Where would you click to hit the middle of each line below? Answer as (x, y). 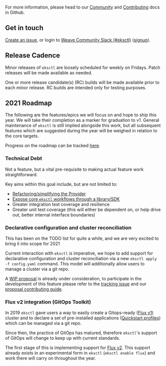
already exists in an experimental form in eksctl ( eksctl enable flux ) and (80, 353)
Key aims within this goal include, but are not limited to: (61, 184)
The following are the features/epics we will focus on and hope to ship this (81, 115)
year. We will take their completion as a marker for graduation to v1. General (82, 120)
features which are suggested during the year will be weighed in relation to (81, 131)
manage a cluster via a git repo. (37, 269)
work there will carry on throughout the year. (51, 358)
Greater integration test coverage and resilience (61, 204)
